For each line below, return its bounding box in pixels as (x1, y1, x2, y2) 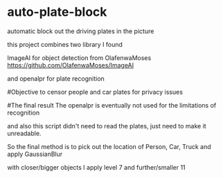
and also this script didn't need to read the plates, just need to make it (7, 121, 206, 130)
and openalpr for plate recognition (7, 74, 105, 83)
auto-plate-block (7, 4, 107, 20)
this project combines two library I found (7, 40, 123, 48)
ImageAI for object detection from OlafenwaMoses (7, 53, 152, 62)
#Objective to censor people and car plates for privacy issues (7, 88, 184, 96)
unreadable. (7, 129, 42, 137)
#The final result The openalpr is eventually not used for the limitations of (7, 101, 217, 109)
